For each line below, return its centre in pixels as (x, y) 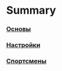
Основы (19, 29)
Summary (31, 10)
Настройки (23, 45)
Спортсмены (26, 61)
